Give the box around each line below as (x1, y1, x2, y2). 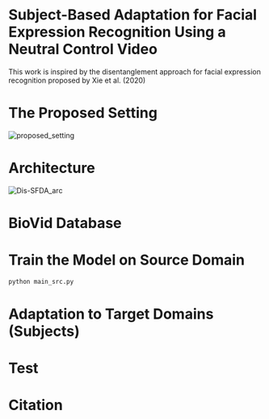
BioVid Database (8, 214, 123, 232)
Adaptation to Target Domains (8, 305, 214, 323)
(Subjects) (8, 322, 80, 341)
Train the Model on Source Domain (8, 251, 245, 269)
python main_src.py (8, 277, 74, 286)
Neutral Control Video (8, 40, 158, 58)
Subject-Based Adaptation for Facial (8, 6, 257, 24)
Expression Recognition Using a (8, 23, 226, 41)
